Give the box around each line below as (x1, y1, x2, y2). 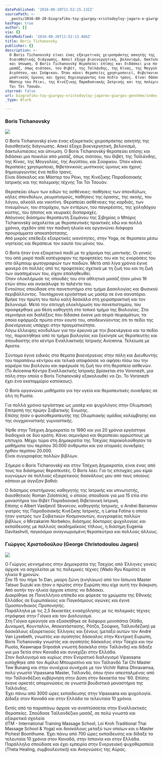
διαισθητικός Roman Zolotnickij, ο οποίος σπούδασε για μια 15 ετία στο (5, 492, 148, 499)
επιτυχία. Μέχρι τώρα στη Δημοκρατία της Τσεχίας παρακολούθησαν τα (5, 437, 152, 443)
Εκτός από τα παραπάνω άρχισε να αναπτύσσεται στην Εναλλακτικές (5, 705, 147, 711)
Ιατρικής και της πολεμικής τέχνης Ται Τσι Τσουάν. (5, 180, 108, 185)
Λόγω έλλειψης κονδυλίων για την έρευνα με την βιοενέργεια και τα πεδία (5, 327, 158, 333)
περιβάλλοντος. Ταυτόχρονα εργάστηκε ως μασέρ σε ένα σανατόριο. (5, 291, 147, 297)
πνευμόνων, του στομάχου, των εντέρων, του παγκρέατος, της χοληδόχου (5, 204, 156, 210)
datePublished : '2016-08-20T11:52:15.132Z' (5, 7, 95, 12)
